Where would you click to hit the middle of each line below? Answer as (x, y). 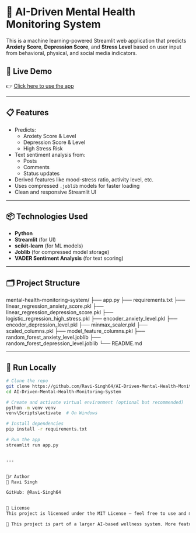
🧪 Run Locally (31, 367)
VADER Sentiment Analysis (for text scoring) (69, 258)
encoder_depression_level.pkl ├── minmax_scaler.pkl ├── (77, 325)
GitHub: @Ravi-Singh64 (34, 493)
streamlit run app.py (32, 445)
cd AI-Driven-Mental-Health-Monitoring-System (64, 391)
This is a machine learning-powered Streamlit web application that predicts (96, 40)
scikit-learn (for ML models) (49, 246)
